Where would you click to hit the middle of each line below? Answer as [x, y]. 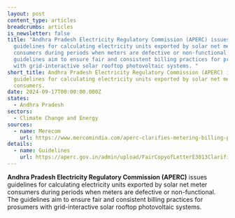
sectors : [20, 111]
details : [20, 144]
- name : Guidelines [42, 151]
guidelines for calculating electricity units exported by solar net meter [107, 184]
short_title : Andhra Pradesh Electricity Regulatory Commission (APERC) [115, 72]
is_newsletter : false [39, 33]
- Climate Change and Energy [56, 118]
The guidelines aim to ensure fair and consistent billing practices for [105, 199]
